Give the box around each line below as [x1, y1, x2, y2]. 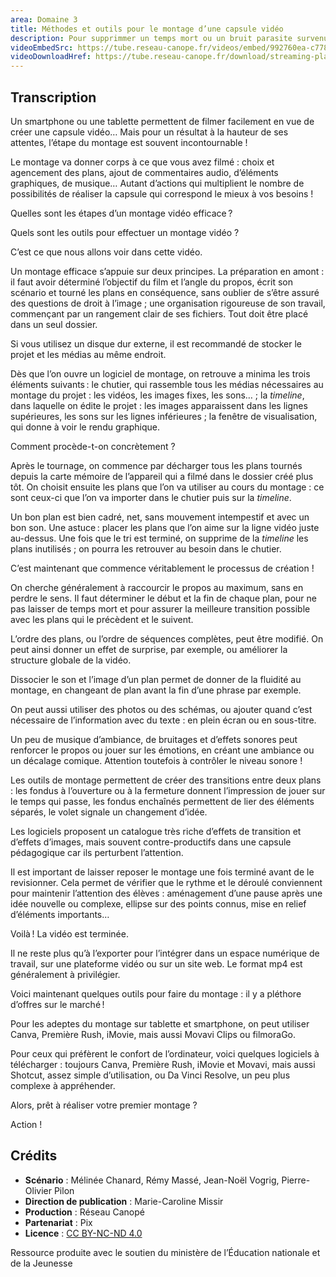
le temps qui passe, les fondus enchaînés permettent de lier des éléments [10, 795, 315, 807]
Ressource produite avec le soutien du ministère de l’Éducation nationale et [10, 1246, 321, 1258]
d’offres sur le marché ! [10, 998, 105, 1010]
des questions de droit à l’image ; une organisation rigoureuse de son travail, [10, 297, 326, 309]
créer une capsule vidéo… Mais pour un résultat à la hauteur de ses [10, 126, 289, 138]
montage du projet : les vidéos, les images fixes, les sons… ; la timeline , [10, 389, 305, 401]
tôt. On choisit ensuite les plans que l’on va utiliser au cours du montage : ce [10, 481, 325, 493]
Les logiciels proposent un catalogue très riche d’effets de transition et [10, 825, 302, 837]
